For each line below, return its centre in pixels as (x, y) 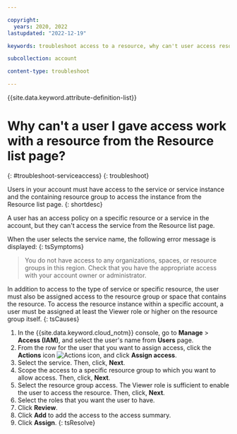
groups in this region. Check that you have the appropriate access (121, 267)
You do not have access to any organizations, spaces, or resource (121, 260)
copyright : (23, 20)
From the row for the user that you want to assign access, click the (114, 347)
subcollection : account (42, 59)
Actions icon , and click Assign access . (97, 355)
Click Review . (37, 407)
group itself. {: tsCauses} (43, 319)
